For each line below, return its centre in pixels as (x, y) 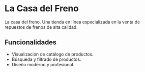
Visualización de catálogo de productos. (53, 54)
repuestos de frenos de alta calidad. (41, 27)
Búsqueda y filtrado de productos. (46, 59)
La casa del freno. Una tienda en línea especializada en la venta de (72, 22)
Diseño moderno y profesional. (43, 64)
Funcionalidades (31, 43)
